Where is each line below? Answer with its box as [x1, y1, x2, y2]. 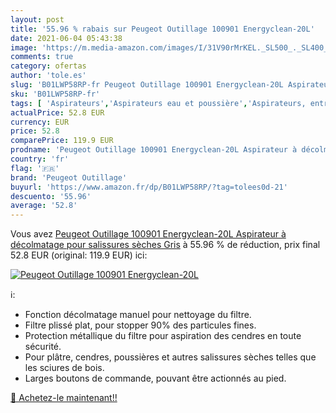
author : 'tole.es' [10, 71, 87, 81]
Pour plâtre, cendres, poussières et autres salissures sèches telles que [24, 351, 317, 363]
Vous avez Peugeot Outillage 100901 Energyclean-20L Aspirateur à [10, 228, 287, 240]
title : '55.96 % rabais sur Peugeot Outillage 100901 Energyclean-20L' [10, 24, 315, 34]
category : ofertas [10, 61, 87, 71]
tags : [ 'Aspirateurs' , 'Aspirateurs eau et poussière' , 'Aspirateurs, [10, 98, 307, 108]
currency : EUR [10, 117, 70, 127]
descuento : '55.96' [10, 191, 92, 201]
